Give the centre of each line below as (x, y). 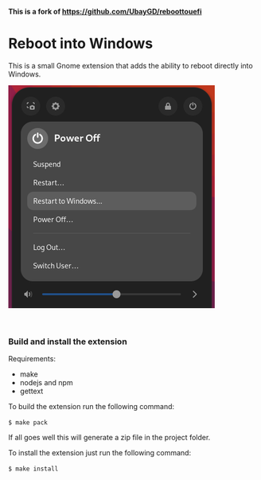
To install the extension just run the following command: (100, 453)
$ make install (33, 469)
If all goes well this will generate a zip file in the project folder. (109, 438)
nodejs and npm (46, 383)
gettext (31, 391)
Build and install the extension (68, 341)
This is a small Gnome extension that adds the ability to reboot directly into (130, 65)
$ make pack (28, 423)
